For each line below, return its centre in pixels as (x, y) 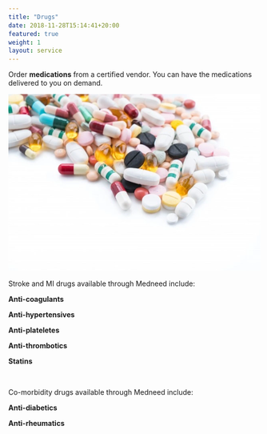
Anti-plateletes (34, 330)
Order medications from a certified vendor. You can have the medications (130, 74)
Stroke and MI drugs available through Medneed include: (102, 283)
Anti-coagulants (36, 299)
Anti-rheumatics (37, 423)
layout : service (35, 51)
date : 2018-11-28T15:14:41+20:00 (64, 25)
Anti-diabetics (33, 408)
